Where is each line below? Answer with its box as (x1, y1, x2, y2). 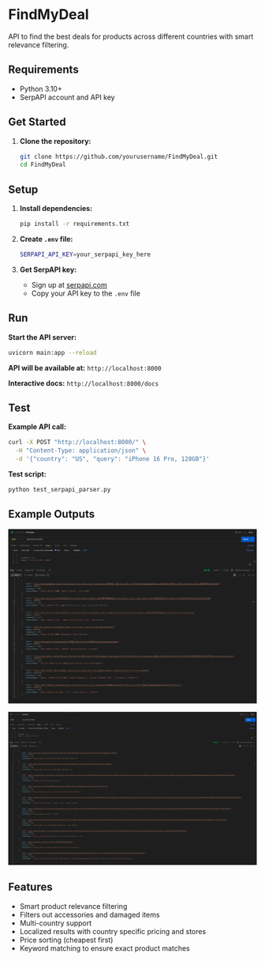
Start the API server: (8, 332, 77, 341)
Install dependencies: (19, 204, 93, 213)
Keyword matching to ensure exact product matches (19, 943, 191, 953)
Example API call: (8, 422, 67, 432)
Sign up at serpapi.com (31, 280, 108, 289)
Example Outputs (8, 507, 95, 521)
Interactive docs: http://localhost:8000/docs (8, 378, 159, 388)
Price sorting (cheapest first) (19, 935, 114, 944)
